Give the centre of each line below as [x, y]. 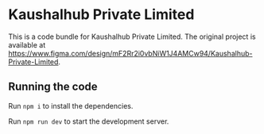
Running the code [53, 87]
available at [27, 44]
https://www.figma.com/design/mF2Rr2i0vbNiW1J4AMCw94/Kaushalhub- [130, 53]
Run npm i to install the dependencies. [71, 105]
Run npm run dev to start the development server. [89, 121]
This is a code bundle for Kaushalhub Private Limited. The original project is [132, 36]
